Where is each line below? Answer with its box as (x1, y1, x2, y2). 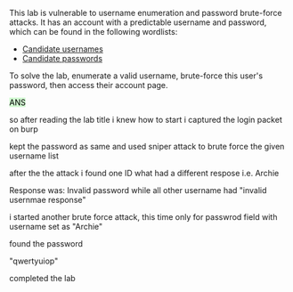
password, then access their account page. (9, 80, 168, 90)
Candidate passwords (21, 53, 103, 63)
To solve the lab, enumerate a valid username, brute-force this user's (9, 70, 264, 81)
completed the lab (9, 273, 76, 283)
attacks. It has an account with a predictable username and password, (9, 17, 267, 28)
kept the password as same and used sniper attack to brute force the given (9, 142, 285, 151)
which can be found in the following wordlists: (9, 27, 178, 36)
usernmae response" (9, 195, 86, 205)
